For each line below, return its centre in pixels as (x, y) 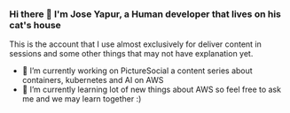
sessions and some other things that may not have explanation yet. (131, 54)
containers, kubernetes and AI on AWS (93, 80)
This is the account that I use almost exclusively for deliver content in (135, 44)
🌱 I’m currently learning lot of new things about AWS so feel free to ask (152, 90)
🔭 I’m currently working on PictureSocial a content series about (137, 71)
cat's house (35, 25)
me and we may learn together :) (82, 99)
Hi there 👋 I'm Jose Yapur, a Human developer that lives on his (145, 14)
